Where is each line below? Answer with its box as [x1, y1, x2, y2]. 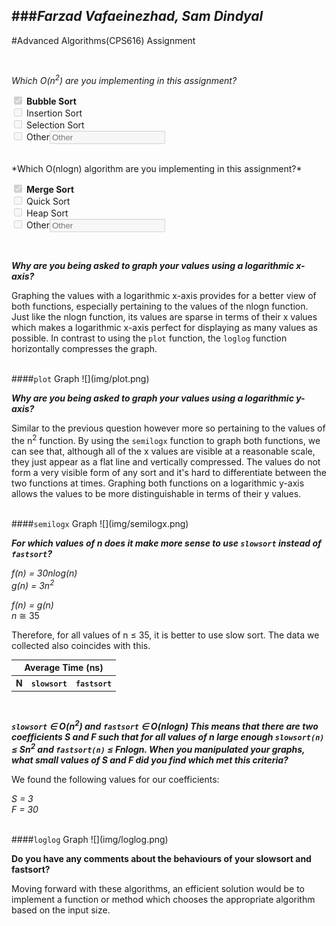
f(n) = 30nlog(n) [11, 567, 78, 579]
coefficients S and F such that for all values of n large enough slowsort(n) [11, 731, 325, 743]
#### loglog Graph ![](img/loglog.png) [11, 834, 169, 846]
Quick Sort [25, 195, 71, 208]
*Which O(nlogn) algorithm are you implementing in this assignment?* [11, 163, 303, 175]
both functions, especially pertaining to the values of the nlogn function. [11, 300, 309, 313]
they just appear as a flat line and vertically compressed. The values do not [11, 456, 321, 468]
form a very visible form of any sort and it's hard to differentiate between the [11, 467, 327, 479]
